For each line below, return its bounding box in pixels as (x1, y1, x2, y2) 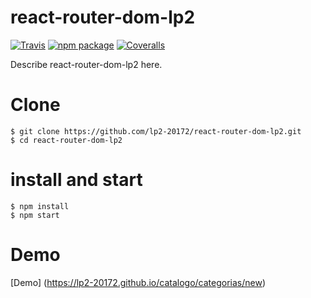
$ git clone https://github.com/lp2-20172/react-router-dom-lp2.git (10, 126, 302, 136)
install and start (10, 169, 143, 191)
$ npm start (10, 210, 60, 220)
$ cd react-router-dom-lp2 (10, 135, 123, 145)
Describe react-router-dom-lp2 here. (10, 58, 163, 70)
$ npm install (10, 201, 70, 211)
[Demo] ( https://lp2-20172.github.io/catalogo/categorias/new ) (10, 276, 267, 288)
